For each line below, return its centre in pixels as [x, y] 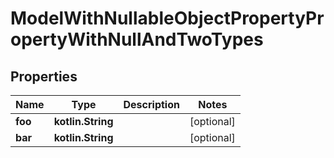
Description [151, 104]
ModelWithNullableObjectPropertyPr [167, 18]
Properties [44, 76]
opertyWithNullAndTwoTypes [137, 39]
